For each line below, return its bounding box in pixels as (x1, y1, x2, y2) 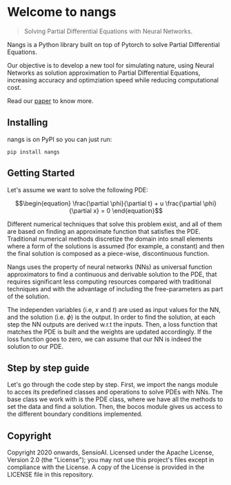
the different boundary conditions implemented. (7, 410, 143, 419)
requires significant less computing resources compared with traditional (7, 277, 212, 286)
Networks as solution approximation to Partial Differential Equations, (7, 68, 201, 77)
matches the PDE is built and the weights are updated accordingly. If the (7, 327, 212, 336)
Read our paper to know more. (7, 96, 94, 104)
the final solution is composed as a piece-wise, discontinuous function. (7, 249, 210, 257)
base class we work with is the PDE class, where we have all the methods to (7, 395, 223, 403)
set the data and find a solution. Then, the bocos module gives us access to (7, 403, 223, 411)
